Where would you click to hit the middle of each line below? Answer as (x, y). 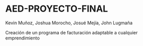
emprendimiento (22, 38)
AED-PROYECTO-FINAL (57, 9)
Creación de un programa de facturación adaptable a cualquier (71, 32)
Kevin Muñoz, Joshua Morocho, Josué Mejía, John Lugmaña (69, 23)
